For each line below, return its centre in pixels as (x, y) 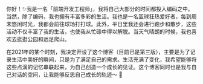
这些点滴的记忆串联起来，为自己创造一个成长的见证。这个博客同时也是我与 (99, 67)
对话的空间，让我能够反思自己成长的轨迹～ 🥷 (67, 75)
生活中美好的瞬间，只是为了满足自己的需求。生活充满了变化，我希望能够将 (104, 60)
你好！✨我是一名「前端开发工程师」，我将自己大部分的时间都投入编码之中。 (100, 9)
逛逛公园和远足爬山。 (43, 39)
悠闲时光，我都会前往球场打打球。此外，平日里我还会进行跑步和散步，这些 (104, 24)
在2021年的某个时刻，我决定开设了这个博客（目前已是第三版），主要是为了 (98, 52)
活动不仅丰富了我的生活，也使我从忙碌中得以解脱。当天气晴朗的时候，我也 (99, 31)
